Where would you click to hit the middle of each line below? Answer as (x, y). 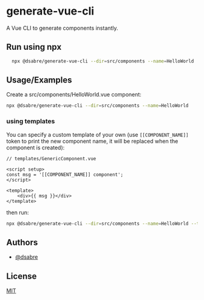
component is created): (36, 148)
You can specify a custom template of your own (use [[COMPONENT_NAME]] (98, 134)
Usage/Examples (39, 80)
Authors (22, 242)
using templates (31, 121)
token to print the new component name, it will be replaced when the (92, 141)
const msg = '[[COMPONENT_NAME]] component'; (65, 174)
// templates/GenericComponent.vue (51, 159)
